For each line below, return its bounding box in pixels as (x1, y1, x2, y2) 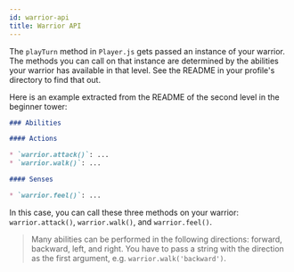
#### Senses (9, 175, 53, 184)
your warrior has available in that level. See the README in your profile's (9, 64, 275, 76)
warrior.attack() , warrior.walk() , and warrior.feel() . (9, 216, 212, 227)
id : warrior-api (9, 12, 69, 22)
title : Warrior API (9, 21, 82, 30)
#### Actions (9, 135, 58, 144)
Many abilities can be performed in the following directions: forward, (30, 234, 282, 244)
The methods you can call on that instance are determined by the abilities (9, 55, 279, 66)
